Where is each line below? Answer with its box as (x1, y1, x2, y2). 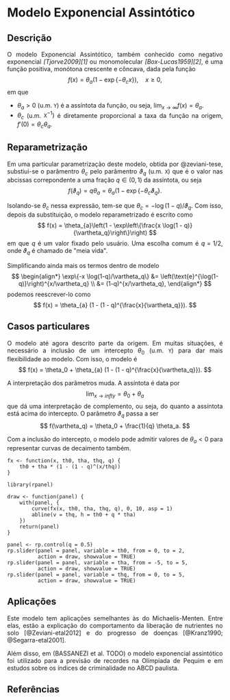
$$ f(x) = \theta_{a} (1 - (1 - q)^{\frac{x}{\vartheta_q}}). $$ (33, 300, 197, 309)
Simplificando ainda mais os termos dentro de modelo (7, 261, 159, 269)
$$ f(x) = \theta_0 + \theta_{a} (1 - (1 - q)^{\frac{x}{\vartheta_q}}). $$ (18, 365, 212, 374)
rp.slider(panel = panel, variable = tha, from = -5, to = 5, (7, 559, 188, 566)
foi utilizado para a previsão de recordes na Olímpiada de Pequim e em (7, 656, 223, 664)
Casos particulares (7, 321, 90, 333)
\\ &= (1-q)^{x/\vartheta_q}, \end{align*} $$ (90, 279, 212, 287)
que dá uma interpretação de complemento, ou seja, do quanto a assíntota (7, 402, 223, 411)
